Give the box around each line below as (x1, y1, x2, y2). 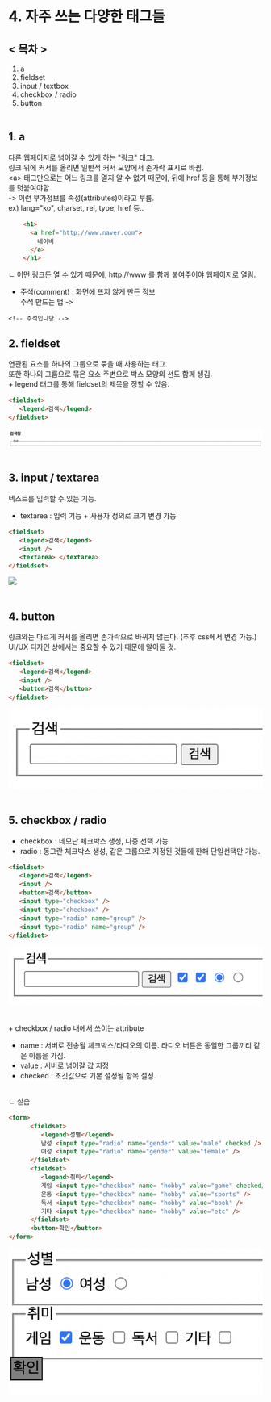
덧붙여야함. (16, 182, 52, 192)
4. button (8, 609, 56, 623)
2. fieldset (8, 337, 60, 350)
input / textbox (19, 82, 69, 90)
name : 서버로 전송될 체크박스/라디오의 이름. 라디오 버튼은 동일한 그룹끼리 (19, 1040, 252, 1050)
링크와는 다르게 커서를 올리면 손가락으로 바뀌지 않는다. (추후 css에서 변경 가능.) (8, 632, 257, 642)
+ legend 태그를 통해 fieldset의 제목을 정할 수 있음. (8, 379, 170, 388)
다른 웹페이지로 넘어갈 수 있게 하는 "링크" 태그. (8, 153, 155, 162)
